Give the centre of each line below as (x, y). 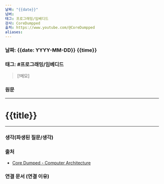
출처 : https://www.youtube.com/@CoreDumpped (50, 28)
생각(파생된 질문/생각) (29, 138)
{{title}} (21, 115)
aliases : (14, 32)
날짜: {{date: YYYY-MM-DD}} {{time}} (51, 50)
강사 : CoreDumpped (23, 23)
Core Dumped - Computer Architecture (51, 163)
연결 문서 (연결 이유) (27, 176)
